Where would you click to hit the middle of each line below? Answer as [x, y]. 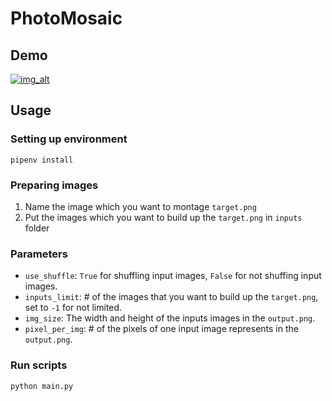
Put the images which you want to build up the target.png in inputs [163, 217]
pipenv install [42, 160]
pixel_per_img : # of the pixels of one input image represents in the [161, 329]
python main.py [42, 386]
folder [37, 228]
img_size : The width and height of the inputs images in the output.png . [170, 318]
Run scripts [39, 365]
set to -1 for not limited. [73, 308]
